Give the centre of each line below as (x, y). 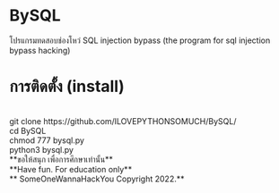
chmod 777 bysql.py (47, 140)
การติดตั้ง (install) (67, 87)
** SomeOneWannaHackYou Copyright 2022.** (97, 179)
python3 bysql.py (42, 149)
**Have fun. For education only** (71, 169)
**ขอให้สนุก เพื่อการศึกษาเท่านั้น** (61, 159)
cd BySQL (28, 130)
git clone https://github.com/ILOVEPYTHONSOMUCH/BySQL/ (123, 121)
